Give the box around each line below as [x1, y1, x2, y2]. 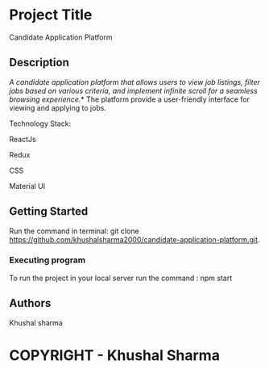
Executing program [9, 254, 86, 266]
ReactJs [9, 134, 36, 144]
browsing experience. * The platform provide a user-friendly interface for [9, 94, 250, 104]
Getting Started [9, 204, 89, 219]
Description [9, 56, 69, 69]
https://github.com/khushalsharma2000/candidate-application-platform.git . [9, 234, 260, 244]
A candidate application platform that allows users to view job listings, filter [9, 77, 261, 86]
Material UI [9, 181, 46, 191]
